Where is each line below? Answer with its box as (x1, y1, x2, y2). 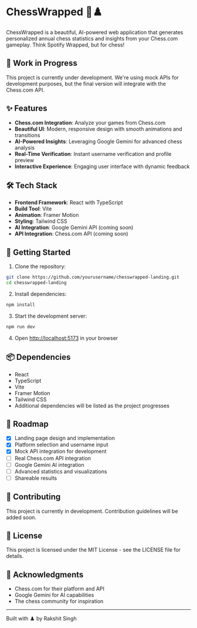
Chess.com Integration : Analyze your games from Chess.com (14, 119, 166, 126)
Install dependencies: (14, 290, 67, 298)
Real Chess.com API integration (14, 455, 91, 462)
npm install (6, 302, 35, 308)
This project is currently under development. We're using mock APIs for (6, 74, 179, 81)
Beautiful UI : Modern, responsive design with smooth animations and (14, 125, 183, 132)
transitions (14, 131, 40, 139)
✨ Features (6, 103, 47, 113)
